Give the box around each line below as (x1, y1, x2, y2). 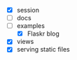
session (16, 6, 40, 14)
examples (16, 22, 45, 30)
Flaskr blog (27, 29, 60, 38)
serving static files (16, 45, 71, 54)
